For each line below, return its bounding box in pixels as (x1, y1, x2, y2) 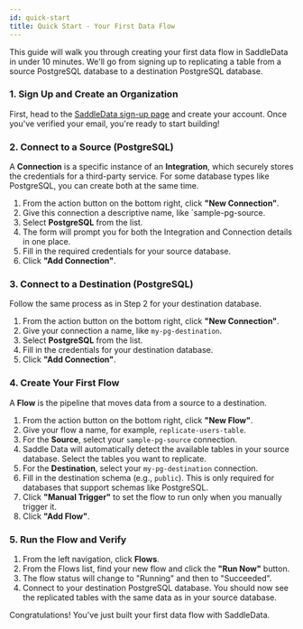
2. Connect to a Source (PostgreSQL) (9, 141, 174, 153)
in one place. (22, 236, 71, 247)
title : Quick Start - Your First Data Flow (9, 22, 176, 31)
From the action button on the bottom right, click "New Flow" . (22, 414, 253, 425)
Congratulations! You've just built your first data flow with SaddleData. (9, 609, 271, 620)
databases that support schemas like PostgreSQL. (22, 482, 209, 493)
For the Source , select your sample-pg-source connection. (22, 434, 237, 445)
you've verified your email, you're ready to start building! (9, 118, 220, 129)
